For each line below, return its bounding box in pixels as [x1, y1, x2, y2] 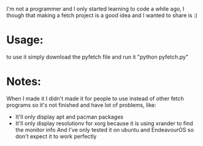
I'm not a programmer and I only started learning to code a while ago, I [6, 5, 185, 12]
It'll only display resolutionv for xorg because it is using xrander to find [15, 119, 193, 127]
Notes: [6, 75, 42, 89]
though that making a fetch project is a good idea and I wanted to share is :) [6, 12, 197, 19]
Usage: [6, 33, 44, 47]
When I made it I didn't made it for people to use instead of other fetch [6, 95, 184, 102]
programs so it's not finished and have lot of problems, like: [6, 101, 156, 109]
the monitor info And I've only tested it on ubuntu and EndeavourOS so [15, 126, 194, 133]
